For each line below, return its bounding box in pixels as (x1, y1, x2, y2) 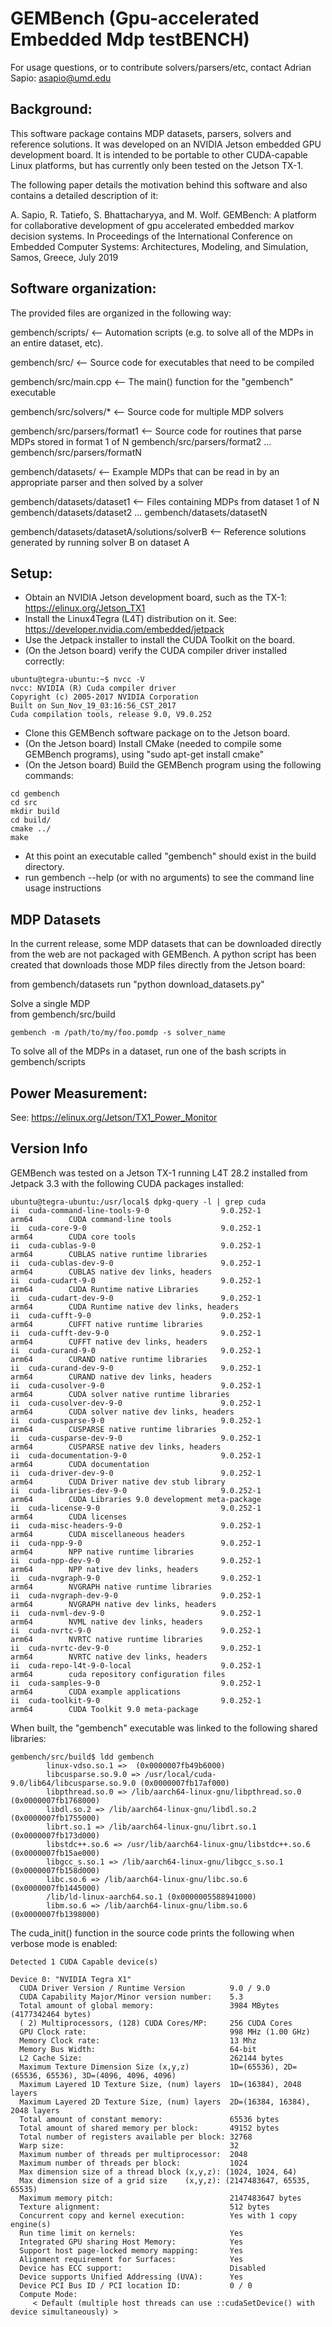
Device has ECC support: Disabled (19, 2263, 267, 2273)
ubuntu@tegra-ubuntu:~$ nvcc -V (10, 675, 145, 685)
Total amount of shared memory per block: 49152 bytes (19, 2123, 280, 2133)
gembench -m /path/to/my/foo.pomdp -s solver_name (10, 1028, 226, 1038)
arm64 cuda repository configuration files (10, 1669, 226, 1679)
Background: (10, 101, 93, 118)
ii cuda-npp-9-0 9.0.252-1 (10, 1538, 262, 1548)
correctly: (24, 655, 65, 667)
